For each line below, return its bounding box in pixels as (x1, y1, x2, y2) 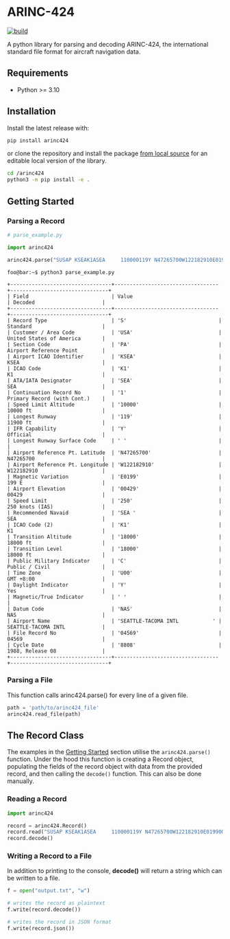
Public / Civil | (7, 563, 106, 570)
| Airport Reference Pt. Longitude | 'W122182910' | (7, 461, 222, 468)
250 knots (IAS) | (7, 503, 106, 510)
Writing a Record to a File (7, 851, 92, 861)
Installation (7, 106, 56, 117)
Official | (7, 431, 106, 438)
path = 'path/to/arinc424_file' (7, 704, 99, 711)
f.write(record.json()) (7, 925, 75, 931)
